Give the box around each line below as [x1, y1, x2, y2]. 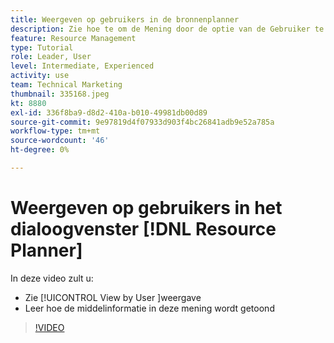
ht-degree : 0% [10, 145, 70, 155]
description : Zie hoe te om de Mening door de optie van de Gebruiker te [10, 24, 325, 34]
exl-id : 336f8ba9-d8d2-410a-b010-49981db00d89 [10, 107, 208, 118]
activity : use [10, 71, 70, 81]
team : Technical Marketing [10, 80, 123, 90]
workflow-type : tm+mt [10, 126, 101, 136]
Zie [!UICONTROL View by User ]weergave [24, 291, 202, 303]
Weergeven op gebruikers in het [10, 197, 283, 220]
